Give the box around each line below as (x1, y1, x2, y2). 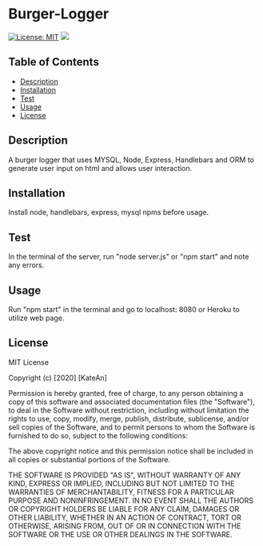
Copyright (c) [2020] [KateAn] (8, 373, 108, 382)
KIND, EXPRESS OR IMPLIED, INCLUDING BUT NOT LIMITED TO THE (8, 478, 235, 488)
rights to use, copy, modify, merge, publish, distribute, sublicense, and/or (8, 413, 249, 423)
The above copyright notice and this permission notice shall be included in (8, 446, 253, 456)
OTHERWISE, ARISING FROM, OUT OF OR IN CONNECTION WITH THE (8, 520, 241, 531)
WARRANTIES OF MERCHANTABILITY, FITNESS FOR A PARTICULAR (8, 487, 234, 497)
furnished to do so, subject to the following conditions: (8, 430, 188, 440)
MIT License (8, 357, 50, 367)
